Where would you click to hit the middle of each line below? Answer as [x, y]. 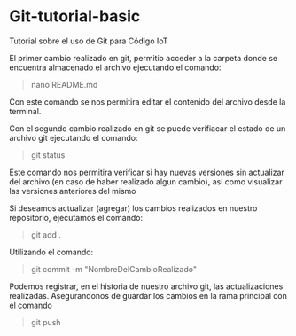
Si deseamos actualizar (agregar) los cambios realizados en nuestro [133, 208]
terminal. [25, 111]
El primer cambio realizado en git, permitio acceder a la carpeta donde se [143, 58]
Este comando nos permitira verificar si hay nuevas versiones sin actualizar [147, 172]
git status [48, 155]
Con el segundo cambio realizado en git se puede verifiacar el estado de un [148, 128]
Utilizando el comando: [51, 252]
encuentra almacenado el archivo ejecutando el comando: [115, 67]
